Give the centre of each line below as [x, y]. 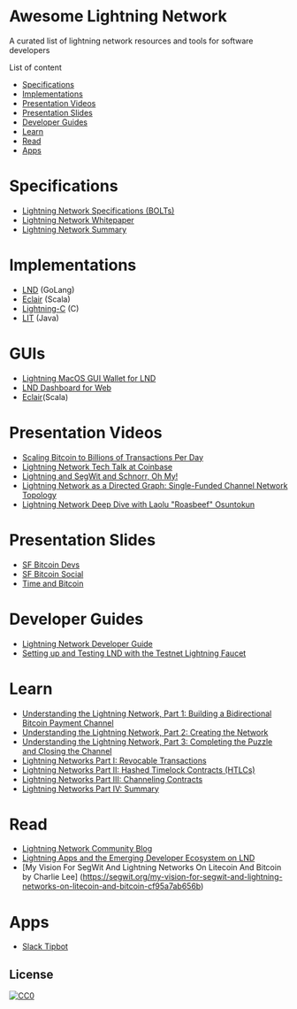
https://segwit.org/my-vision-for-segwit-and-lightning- [183, 877]
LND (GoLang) [48, 289]
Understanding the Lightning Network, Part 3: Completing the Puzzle [147, 742]
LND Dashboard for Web [67, 388]
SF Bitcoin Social [53, 574]
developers [30, 50]
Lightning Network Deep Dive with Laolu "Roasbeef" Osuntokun [138, 504]
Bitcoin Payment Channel [68, 722]
